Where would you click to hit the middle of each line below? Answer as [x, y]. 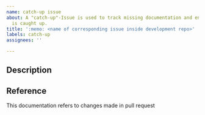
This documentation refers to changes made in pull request [81, 106]
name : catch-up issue [34, 12]
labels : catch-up [28, 35]
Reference [27, 91]
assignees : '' [24, 40]
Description [29, 70]
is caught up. [30, 23]
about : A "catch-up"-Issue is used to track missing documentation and [99, 18]
